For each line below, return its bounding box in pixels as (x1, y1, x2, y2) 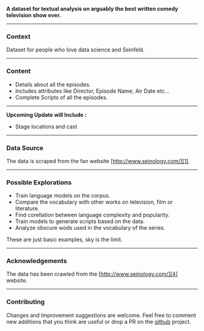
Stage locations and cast (15, 122, 78, 130)
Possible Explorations (6, 178, 72, 187)
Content (6, 67, 32, 75)
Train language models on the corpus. (15, 192, 110, 199)
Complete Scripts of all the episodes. (15, 93, 108, 101)
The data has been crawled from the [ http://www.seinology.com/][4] (6, 270, 178, 278)
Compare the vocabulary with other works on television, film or (15, 198, 173, 206)
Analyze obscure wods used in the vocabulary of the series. (15, 224, 166, 232)
